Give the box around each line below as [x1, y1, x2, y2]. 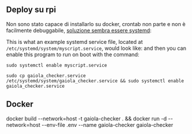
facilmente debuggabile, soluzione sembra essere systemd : [6, 27, 152, 34]
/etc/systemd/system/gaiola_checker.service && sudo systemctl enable [6, 78, 184, 84]
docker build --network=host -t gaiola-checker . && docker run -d [6, 115, 167, 122]
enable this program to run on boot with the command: [6, 50, 140, 58]
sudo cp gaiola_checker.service [6, 72, 86, 79]
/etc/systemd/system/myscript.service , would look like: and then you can [6, 44, 187, 52]
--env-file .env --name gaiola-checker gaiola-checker [41, 121, 174, 128]
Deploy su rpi [6, 5, 56, 15]
